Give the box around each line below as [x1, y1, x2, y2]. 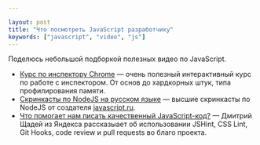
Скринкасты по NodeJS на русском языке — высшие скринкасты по [19, 95, 251, 104]
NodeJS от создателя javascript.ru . [19, 103, 136, 112]
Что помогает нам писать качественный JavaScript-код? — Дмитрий [19, 111, 253, 121]
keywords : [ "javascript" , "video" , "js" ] [8, 33, 146, 41]
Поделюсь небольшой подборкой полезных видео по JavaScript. [8, 54, 227, 63]
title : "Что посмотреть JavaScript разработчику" [8, 25, 174, 34]
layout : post [8, 18, 51, 26]
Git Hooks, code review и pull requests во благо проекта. [19, 128, 207, 137]
